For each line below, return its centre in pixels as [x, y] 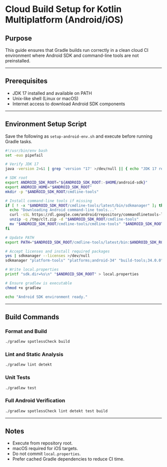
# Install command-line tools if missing [49, 201]
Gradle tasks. [19, 141]
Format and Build [26, 331]
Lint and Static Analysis [34, 354]
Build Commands [32, 317]
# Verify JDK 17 [22, 164]
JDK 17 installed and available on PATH [52, 93]
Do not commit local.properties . [46, 454]
